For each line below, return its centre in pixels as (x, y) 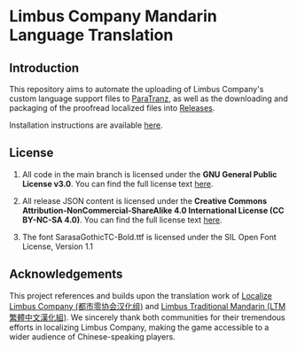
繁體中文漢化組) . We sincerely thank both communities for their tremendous (147, 317)
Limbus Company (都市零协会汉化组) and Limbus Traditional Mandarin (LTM (148, 306)
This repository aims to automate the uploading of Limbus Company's (137, 89)
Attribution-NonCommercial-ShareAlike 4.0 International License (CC (153, 210)
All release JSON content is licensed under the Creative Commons (145, 200)
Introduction (44, 68)
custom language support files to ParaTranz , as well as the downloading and (148, 98)
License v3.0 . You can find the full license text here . (117, 183)
